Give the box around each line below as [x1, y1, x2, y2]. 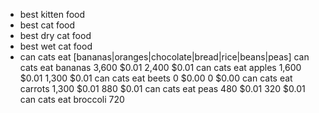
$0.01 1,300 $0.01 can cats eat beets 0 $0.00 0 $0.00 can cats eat [19, 72, 293, 84]
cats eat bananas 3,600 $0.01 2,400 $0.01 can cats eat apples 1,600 [19, 62, 302, 73]
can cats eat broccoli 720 [19, 94, 125, 105]
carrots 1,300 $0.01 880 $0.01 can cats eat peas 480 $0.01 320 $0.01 [19, 83, 306, 94]
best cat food [19, 19, 76, 31]
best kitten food [19, 9, 86, 20]
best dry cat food [19, 30, 92, 41]
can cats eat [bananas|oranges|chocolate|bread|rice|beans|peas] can [19, 51, 310, 63]
